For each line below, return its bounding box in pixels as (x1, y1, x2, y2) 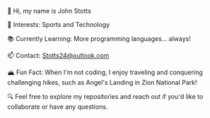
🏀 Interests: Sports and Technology (7, 20, 110, 28)
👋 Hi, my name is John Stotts (7, 7, 92, 15)
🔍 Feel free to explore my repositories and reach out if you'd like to (7, 93, 204, 100)
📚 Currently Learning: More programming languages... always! (7, 35, 191, 42)
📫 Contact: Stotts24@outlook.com (7, 52, 110, 59)
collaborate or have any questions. (7, 102, 108, 111)
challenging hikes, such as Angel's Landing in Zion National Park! (7, 78, 197, 86)
